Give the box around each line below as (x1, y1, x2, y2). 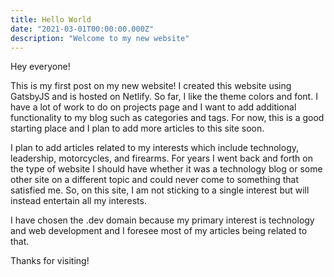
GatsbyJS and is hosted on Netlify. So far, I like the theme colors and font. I (10, 91, 318, 103)
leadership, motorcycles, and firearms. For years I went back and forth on (10, 152, 313, 165)
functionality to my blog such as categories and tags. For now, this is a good (10, 112, 325, 124)
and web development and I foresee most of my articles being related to (10, 225, 308, 237)
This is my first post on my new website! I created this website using (10, 80, 292, 92)
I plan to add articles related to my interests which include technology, (10, 142, 300, 154)
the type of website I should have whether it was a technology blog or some (10, 163, 323, 175)
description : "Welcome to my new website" (10, 33, 190, 43)
